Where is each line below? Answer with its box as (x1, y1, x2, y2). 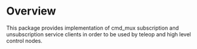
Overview (6, 4, 56, 18)
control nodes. (6, 37, 42, 44)
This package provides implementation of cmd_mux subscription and (6, 24, 179, 31)
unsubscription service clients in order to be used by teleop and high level (6, 30, 191, 38)
